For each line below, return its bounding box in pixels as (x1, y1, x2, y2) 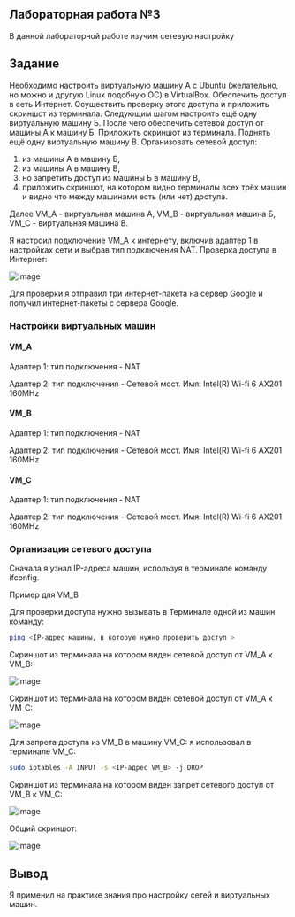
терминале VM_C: (9, 746, 77, 757)
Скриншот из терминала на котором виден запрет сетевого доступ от (9, 780, 275, 790)
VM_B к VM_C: (9, 789, 64, 800)
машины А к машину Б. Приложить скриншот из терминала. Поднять (9, 127, 271, 137)
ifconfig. (9, 572, 40, 583)
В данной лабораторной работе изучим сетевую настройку (9, 30, 235, 41)
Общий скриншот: (9, 823, 78, 834)
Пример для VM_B (9, 589, 79, 601)
